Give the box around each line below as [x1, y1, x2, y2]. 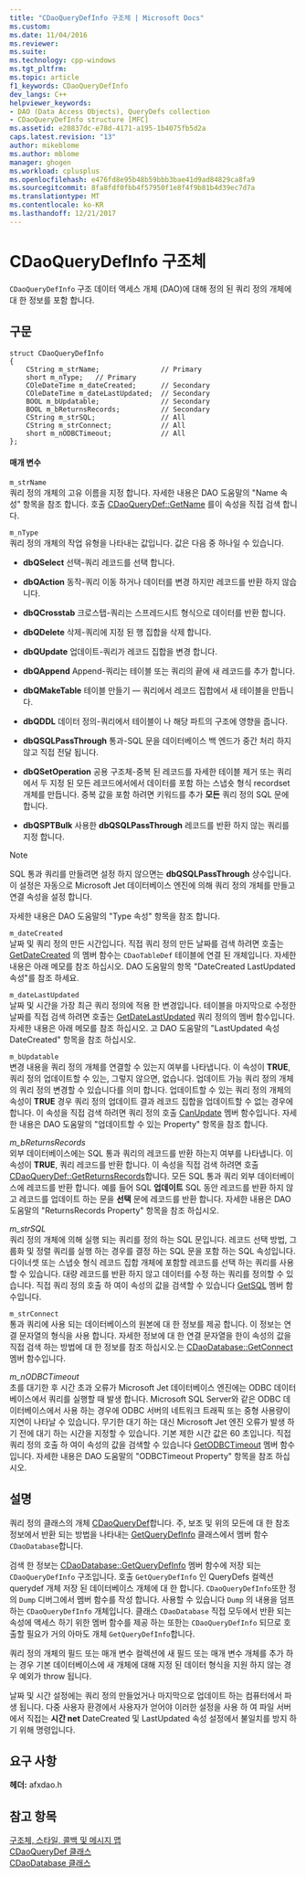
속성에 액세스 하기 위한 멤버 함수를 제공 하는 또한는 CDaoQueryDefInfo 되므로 [9, 1616, 281, 1627]
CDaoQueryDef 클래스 [9, 1846, 92, 1857]
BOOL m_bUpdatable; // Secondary [26, 397, 210, 406]
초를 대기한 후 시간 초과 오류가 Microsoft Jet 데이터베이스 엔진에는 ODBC [9, 1381, 272, 1392]
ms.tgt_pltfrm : [9, 65, 68, 74]
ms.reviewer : [9, 38, 59, 48]
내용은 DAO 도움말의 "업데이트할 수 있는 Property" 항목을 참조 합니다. [18, 1118, 269, 1129]
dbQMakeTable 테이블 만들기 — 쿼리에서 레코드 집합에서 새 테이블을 [22, 685, 269, 696]
